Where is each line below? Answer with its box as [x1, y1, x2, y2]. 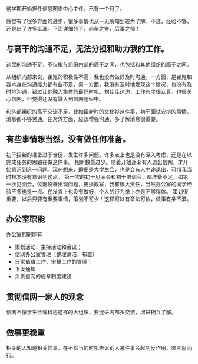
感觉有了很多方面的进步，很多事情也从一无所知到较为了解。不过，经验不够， [6, 18, 192, 25]
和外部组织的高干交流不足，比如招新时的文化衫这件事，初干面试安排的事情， [6, 108, 192, 115]
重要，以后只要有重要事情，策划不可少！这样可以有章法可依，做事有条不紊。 [6, 195, 192, 202]
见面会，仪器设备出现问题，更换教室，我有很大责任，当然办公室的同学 [16, 181, 187, 188]
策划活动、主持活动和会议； [14, 244, 82, 251]
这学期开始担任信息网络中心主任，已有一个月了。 [6, 5, 125, 12]
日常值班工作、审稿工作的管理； [14, 258, 93, 265]
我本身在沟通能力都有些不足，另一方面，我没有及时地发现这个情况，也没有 [6, 80, 187, 87]
